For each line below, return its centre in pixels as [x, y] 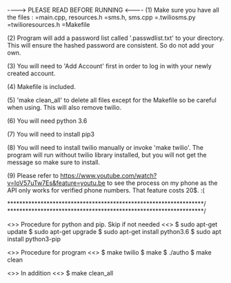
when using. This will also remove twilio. [64, 107]
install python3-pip [34, 239]
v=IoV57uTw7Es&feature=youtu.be [56, 183]
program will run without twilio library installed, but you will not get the [107, 155]
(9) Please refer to [33, 176]
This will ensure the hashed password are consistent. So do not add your [111, 45]
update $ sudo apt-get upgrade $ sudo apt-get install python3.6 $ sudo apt [114, 232]
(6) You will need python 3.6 [47, 121]
